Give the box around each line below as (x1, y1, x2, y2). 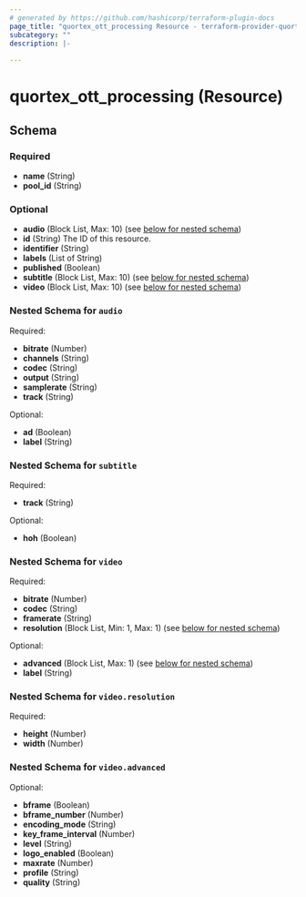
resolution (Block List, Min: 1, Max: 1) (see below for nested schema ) (22, 623, 280, 634)
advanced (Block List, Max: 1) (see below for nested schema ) (22, 657, 253, 669)
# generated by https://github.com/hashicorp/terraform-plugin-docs (9, 13, 275, 23)
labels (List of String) (22, 252, 103, 264)
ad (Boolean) (22, 426, 72, 437)
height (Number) (22, 729, 87, 739)
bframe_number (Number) (22, 809, 125, 820)
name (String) (22, 170, 76, 181)
